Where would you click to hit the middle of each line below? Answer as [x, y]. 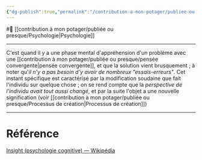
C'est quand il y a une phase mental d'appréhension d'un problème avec [96, 52]
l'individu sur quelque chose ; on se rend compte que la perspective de [94, 84]
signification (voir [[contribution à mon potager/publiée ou [78, 97]
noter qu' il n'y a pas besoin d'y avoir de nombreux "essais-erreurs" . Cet [96, 72]
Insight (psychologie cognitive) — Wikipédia [61, 150]
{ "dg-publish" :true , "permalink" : [48, 12]
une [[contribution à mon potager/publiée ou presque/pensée [82, 59]
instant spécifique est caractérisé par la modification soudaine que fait [94, 78]
